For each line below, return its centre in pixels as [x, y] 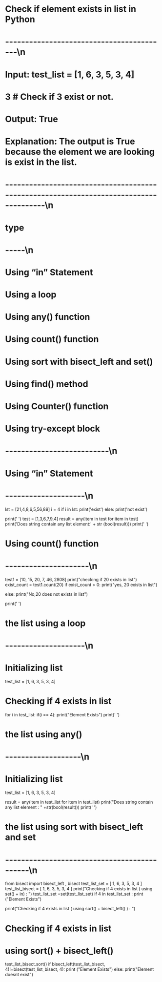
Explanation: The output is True [70, 141]
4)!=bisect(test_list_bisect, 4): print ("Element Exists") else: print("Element [80, 969]
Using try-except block [53, 429]
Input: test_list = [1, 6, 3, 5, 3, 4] [70, 74]
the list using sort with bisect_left [74, 827]
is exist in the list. [41, 162]
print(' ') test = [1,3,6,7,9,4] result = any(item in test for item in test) [72, 519]
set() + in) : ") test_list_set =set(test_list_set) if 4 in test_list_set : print [74, 894]
